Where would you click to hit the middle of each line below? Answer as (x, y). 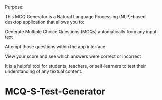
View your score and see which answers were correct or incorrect (73, 56)
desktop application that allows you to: (45, 22)
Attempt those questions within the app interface (55, 47)
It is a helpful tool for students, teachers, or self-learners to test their (76, 66)
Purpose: (14, 7)
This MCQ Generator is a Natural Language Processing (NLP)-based (75, 17)
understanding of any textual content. (44, 71)
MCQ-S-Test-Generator (55, 91)
